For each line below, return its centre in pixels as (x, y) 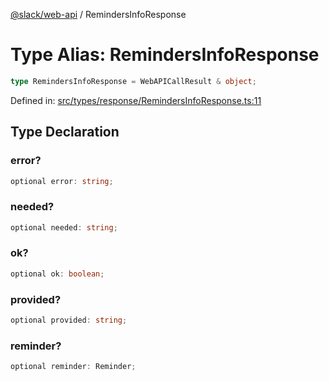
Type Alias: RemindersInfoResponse (165, 55)
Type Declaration (65, 132)
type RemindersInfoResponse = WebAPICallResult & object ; (133, 81)
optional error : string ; (62, 181)
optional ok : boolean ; (57, 274)
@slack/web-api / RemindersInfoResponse (98, 14)
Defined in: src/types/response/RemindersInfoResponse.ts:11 (136, 100)
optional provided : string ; (69, 320)
